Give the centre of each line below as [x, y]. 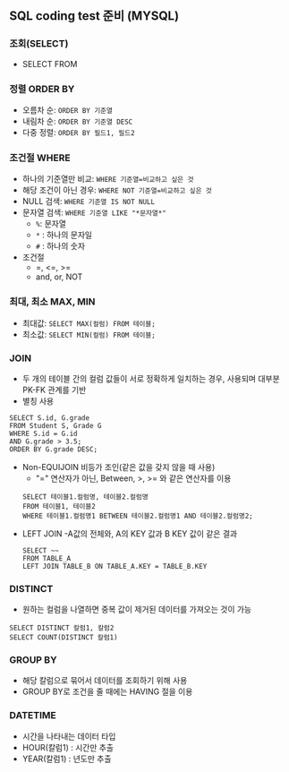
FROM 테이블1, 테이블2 [59, 506]
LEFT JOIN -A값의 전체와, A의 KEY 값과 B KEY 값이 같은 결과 [130, 533]
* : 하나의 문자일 [64, 235]
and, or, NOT [59, 277]
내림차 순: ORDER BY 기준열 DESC [77, 121]
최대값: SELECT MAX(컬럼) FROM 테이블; [89, 323]
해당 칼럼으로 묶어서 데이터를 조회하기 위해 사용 [105, 681]
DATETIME [33, 716]
